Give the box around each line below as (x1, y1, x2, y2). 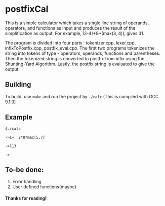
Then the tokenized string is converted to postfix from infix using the (5, 55, 145, 61)
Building (5, 81, 31, 89)
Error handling (12, 179, 41, 185)
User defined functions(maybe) (12, 184, 77, 190)
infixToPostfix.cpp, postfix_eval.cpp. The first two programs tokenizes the (5, 45, 155, 51)
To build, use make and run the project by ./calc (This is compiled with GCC (5, 93, 159, 99)
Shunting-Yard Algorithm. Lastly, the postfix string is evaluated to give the (5, 61, 155, 67)
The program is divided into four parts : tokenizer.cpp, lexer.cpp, (5, 40, 136, 45)
